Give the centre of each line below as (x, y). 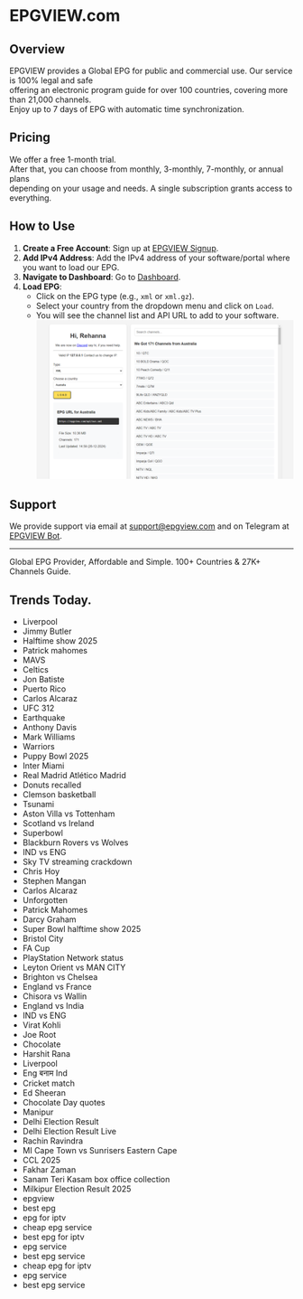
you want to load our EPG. (71, 267)
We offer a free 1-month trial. (63, 159)
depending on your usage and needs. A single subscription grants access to (151, 188)
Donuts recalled (52, 785)
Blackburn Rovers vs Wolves (75, 842)
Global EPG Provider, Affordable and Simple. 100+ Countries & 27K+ (135, 562)
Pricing (30, 138)
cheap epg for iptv (57, 1266)
